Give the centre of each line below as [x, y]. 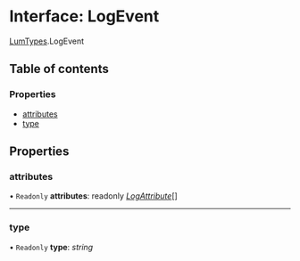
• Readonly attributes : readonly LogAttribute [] [94, 196]
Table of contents [59, 69]
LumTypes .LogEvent [47, 41]
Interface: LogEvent [84, 16]
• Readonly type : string [51, 247]
